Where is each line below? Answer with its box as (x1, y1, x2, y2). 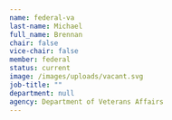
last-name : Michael (9, 22, 83, 31)
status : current (9, 64, 71, 73)
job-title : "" (9, 80, 63, 89)
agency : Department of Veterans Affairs (9, 97, 165, 106)
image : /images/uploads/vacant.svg (9, 72, 144, 81)
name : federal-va (9, 13, 75, 23)
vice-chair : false (9, 47, 79, 56)
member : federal (9, 55, 71, 64)
